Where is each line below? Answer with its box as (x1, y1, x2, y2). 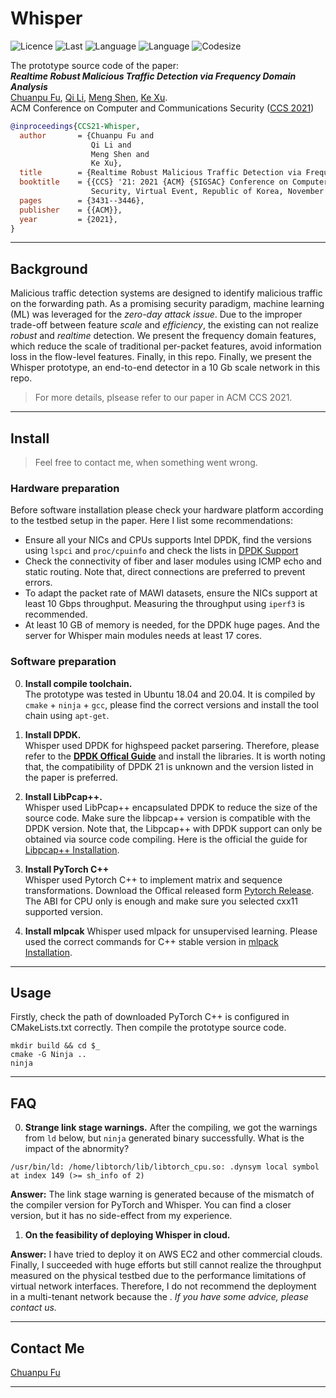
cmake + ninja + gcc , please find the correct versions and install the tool (24, 698, 319, 711)
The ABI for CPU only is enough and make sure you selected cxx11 (24, 895, 299, 907)
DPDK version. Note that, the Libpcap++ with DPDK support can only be (24, 822, 323, 834)
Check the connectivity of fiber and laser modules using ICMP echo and (24, 555, 322, 567)
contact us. (10, 1302, 57, 1314)
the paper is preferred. (24, 771, 118, 783)
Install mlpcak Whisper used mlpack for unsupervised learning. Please (24, 925, 318, 937)
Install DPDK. (24, 728, 82, 741)
